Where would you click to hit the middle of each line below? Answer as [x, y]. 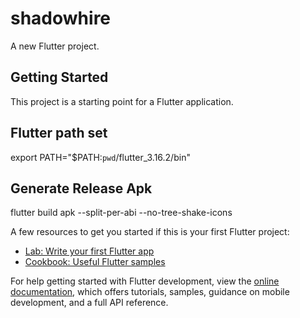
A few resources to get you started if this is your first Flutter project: [150, 232]
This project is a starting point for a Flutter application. [122, 101]
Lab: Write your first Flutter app [89, 251]
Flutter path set [59, 133]
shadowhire [61, 18]
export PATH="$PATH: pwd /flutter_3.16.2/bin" [100, 157]
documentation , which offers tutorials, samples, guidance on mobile [150, 292]
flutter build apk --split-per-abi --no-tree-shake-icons [121, 213]
